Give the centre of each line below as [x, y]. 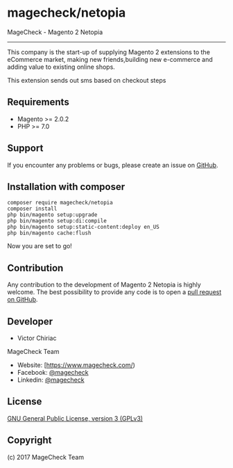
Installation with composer [66, 187]
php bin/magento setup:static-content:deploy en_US [83, 227]
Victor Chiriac [37, 338]
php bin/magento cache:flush [49, 233]
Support [25, 148]
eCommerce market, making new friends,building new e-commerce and [110, 59]
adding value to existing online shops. [61, 67]
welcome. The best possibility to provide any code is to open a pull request [114, 292]
